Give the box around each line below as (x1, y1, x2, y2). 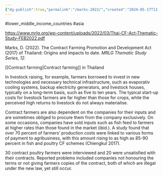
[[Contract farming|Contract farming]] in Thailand (5, 64, 105, 70)
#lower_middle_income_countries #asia (5, 20, 84, 26)
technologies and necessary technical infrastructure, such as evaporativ (5, 79, 150, 85)
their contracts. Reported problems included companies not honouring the (5, 155, 154, 161)
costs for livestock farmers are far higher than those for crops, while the (5, 95, 149, 100)
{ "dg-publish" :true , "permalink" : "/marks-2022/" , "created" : (5, 7, 127, 12)
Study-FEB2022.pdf (5, 35, 45, 41)
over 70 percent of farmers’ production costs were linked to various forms (5, 130, 153, 136)
